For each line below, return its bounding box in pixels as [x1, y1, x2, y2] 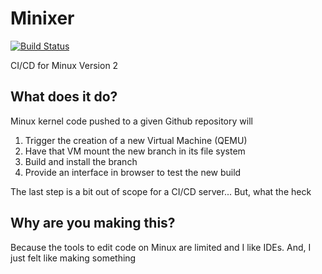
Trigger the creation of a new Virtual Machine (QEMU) [24, 134, 248, 146]
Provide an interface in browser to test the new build [24, 166, 242, 178]
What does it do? [10, 88, 118, 106]
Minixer [10, 7, 75, 30]
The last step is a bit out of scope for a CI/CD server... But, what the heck [10, 185, 312, 197]
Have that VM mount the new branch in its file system [24, 145, 246, 157]
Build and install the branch [24, 155, 138, 167]
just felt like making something [10, 252, 137, 264]
